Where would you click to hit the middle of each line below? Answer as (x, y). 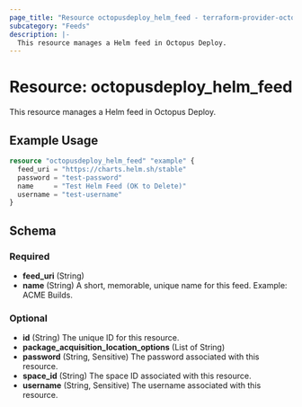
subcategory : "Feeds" (50, 26)
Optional (28, 318)
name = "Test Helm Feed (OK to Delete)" (102, 186)
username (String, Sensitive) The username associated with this (142, 385)
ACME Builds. (48, 295)
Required (30, 256)
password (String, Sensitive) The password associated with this (141, 357)
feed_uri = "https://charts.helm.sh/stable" (102, 169)
